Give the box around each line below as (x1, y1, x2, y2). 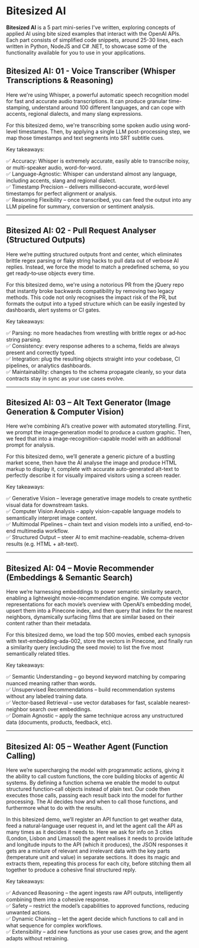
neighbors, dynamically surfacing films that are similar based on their (6, 613, 175, 621)
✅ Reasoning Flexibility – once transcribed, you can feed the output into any (6, 196, 191, 203)
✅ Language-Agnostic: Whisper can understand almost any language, (6, 170, 177, 177)
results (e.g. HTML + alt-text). (6, 540, 79, 548)
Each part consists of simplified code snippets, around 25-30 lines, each (6, 36, 184, 43)
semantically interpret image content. (6, 514, 97, 521)
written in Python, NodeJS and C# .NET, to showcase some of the (6, 43, 167, 50)
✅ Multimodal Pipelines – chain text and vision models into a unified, (6, 521, 173, 528)
